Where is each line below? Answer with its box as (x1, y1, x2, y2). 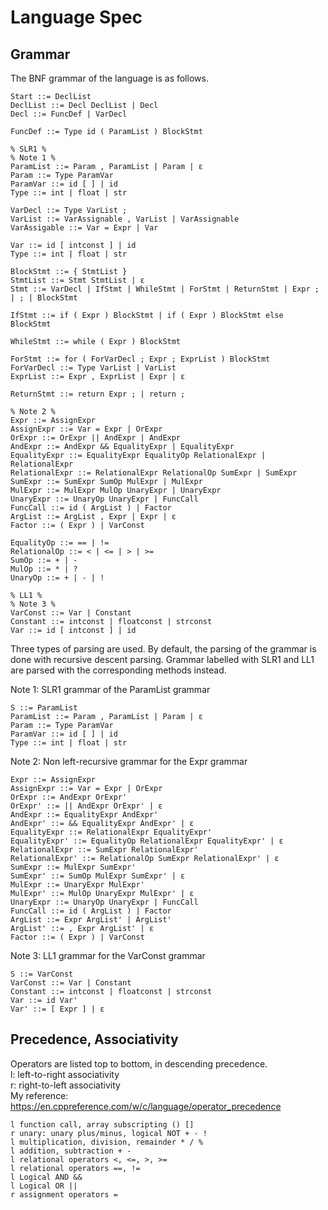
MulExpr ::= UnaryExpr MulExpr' (10, 880, 145, 890)
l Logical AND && (10, 1172, 83, 1182)
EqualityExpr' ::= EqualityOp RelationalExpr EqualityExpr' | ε (10, 836, 284, 846)
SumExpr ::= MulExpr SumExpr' (10, 862, 137, 872)
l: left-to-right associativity (10, 1068, 120, 1080)
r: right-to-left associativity (10, 1079, 121, 1091)
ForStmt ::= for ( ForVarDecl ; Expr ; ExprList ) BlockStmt (10, 354, 271, 364)
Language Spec (10, 6, 143, 29)
